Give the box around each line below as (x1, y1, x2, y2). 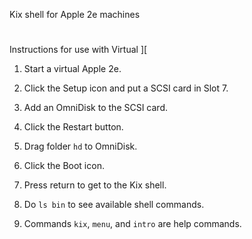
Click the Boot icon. (23, 160, 105, 172)
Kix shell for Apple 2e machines (9, 9, 141, 20)
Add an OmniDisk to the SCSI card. (23, 102, 169, 114)
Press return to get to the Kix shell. (23, 179, 167, 191)
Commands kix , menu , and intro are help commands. (23, 218, 242, 230)
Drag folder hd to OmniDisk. (23, 140, 138, 153)
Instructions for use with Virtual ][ (9, 44, 148, 56)
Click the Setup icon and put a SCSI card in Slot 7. (23, 82, 229, 94)
